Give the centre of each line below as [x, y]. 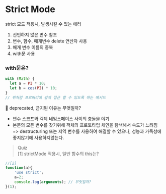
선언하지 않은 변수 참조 [35, 34]
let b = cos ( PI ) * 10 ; [33, 88]
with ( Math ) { [20, 79]
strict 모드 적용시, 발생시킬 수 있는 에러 [43, 24]
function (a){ [19, 168]
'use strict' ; [29, 173]
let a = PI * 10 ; [28, 84]
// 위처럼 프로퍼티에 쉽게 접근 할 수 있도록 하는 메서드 [56, 98]
